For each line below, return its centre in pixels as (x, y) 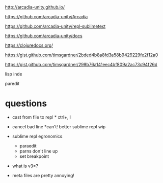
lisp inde (14, 74)
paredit (12, 84)
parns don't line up (39, 151)
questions (26, 104)
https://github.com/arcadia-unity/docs (44, 36)
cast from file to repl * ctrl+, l (41, 117)
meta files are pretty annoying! (43, 175)
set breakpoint (34, 156)
